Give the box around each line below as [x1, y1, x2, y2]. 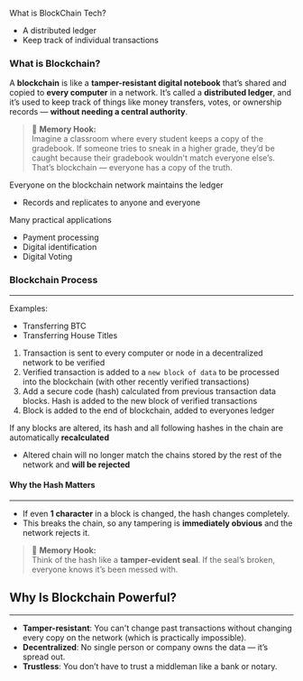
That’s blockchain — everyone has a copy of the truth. [31, 162, 233, 173]
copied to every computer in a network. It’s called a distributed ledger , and [9, 87, 291, 98]
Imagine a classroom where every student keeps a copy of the [31, 133, 264, 144]
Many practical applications [9, 215, 113, 225]
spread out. [22, 651, 66, 662]
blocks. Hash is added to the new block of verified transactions [22, 395, 258, 406]
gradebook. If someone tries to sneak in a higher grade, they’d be [31, 143, 275, 154]
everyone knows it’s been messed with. [31, 564, 179, 575]
